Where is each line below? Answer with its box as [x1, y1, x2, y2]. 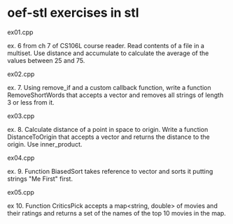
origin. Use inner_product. [7, 140, 83, 148]
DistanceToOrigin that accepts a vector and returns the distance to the [7, 133, 210, 141]
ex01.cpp [7, 28, 34, 36]
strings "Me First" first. [7, 174, 73, 183]
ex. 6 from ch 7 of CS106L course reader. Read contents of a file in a [7, 41, 205, 50]
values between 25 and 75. [7, 56, 85, 64]
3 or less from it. [7, 98, 55, 106]
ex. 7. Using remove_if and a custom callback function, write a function [7, 83, 211, 91]
